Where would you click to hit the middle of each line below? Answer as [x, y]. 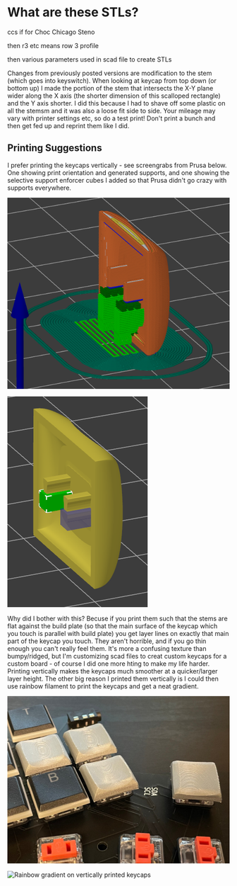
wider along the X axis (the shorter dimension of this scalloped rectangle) [114, 96]
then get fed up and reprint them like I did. [68, 125]
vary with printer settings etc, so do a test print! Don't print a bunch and [111, 118]
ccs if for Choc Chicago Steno [51, 32]
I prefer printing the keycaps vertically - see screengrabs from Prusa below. [117, 165]
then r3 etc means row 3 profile [53, 45]
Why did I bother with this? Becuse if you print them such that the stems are [117, 618]
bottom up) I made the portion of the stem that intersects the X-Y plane [110, 88]
